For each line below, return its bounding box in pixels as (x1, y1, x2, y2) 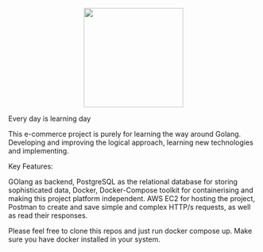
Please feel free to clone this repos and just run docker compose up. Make (8, 227, 253, 235)
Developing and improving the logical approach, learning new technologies (8, 138, 254, 147)
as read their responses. (8, 211, 88, 220)
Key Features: (8, 161, 53, 171)
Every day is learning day (8, 114, 91, 123)
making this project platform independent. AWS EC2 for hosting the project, (8, 194, 256, 203)
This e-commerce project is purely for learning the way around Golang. (8, 130, 242, 138)
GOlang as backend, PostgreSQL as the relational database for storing (8, 177, 238, 186)
